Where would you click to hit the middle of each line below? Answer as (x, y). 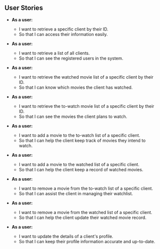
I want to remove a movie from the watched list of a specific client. (86, 212)
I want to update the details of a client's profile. (66, 236)
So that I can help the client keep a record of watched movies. (81, 169)
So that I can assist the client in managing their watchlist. (76, 193)
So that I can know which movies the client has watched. (76, 87)
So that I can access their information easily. (63, 34)
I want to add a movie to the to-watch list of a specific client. (80, 135)
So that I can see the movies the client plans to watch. (73, 116)
